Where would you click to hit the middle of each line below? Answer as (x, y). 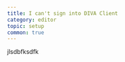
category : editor (32, 20)
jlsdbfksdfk (23, 52)
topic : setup (26, 26)
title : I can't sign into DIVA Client (62, 13)
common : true (26, 32)
